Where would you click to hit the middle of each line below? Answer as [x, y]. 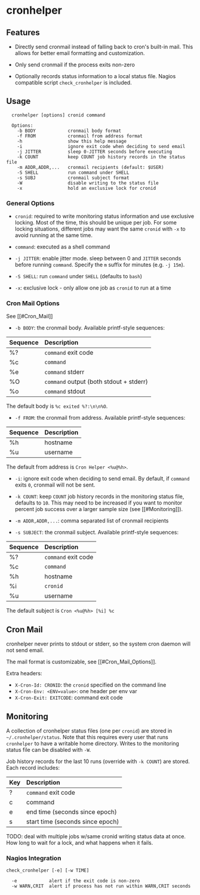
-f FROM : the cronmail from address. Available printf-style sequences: [100, 418]
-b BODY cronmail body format [69, 131]
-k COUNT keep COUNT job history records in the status [101, 157]
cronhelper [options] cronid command [59, 115]
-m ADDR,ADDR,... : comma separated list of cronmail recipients [92, 521]
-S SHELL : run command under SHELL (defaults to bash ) [78, 276]
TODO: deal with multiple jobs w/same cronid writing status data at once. [96, 836]
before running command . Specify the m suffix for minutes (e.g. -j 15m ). [100, 265]
